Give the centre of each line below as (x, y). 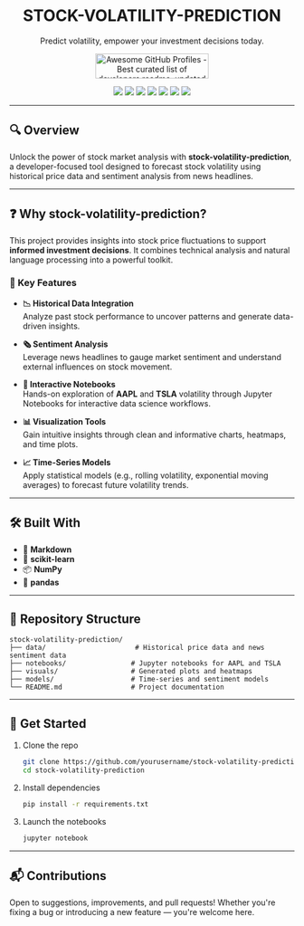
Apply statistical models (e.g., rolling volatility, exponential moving (145, 475)
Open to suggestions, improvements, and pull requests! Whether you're (142, 902)
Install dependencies (62, 788)
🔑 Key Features (43, 283)
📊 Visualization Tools (64, 421)
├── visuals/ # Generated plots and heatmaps (131, 672)
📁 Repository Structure (75, 620)
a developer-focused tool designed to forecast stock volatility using (135, 166)
